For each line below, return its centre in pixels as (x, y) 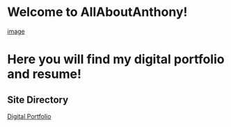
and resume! (45, 74)
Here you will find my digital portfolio (116, 59)
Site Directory (38, 100)
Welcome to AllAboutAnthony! (97, 12)
